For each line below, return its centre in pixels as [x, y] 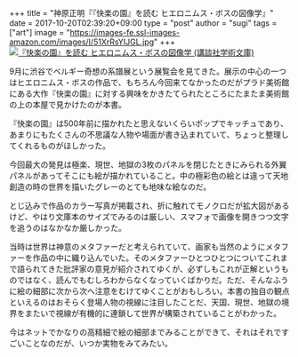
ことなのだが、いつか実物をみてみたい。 [99, 343]
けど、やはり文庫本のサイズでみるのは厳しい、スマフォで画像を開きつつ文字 [149, 217]
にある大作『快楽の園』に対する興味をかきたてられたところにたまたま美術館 [149, 93]
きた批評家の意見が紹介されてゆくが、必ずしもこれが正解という [165, 269]
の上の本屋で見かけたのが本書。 [68, 104]
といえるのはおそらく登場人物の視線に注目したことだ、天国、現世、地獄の [145, 302]
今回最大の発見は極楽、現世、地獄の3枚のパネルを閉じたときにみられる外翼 [148, 164]
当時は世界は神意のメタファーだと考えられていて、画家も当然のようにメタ [145, 246]
